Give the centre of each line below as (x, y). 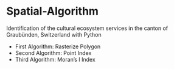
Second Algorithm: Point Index (53, 53)
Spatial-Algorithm (53, 11)
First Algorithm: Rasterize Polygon (58, 46)
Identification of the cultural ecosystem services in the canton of (87, 28)
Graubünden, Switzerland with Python (54, 34)
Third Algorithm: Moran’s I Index (55, 59)
